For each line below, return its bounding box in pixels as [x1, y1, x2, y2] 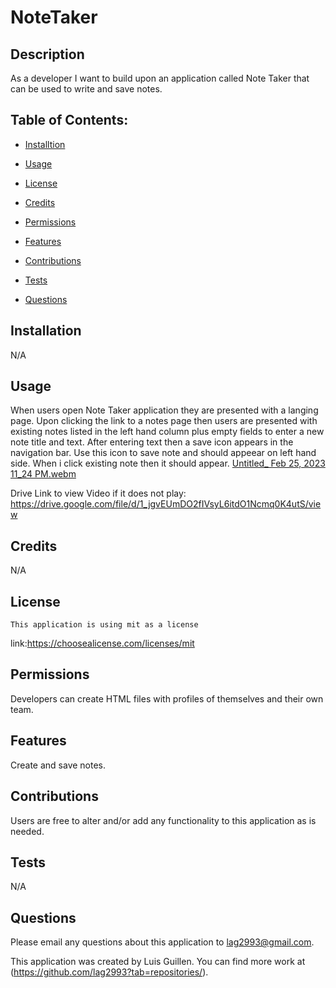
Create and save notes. [10, 759, 107, 771]
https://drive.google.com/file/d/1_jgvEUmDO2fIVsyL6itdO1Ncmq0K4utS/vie [10, 498, 322, 510]
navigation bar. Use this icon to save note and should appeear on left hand [10, 447, 317, 459]
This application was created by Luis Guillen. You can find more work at [10, 956, 306, 968]
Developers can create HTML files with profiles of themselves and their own [10, 692, 324, 705]
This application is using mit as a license [10, 620, 199, 630]
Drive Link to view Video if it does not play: [10, 487, 187, 500]
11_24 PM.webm [10, 468, 77, 480]
